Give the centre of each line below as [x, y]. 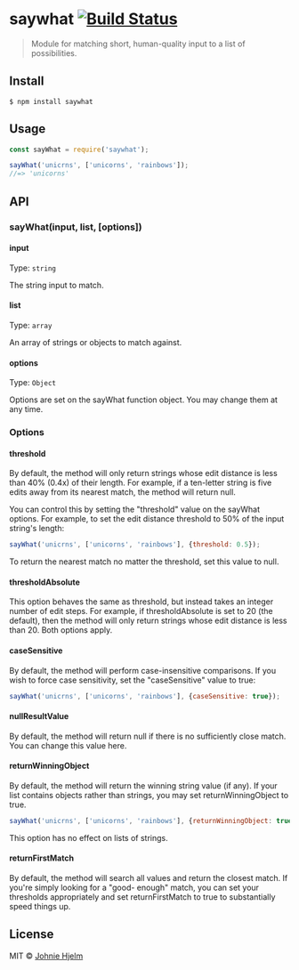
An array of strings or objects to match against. [96, 342]
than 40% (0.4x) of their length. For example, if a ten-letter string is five [141, 483]
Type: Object [32, 383]
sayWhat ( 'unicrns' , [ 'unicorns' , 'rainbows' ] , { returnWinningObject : [141, 820]
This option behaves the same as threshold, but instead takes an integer [141, 602]
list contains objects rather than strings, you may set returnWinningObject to [149, 795]
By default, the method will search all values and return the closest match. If [149, 877]
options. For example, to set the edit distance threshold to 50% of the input [147, 519]
